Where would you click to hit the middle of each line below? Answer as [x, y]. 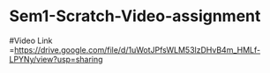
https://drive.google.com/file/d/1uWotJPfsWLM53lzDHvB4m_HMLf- [138, 49]
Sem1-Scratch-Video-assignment [135, 16]
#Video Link [31, 40]
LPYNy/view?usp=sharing [56, 59]
